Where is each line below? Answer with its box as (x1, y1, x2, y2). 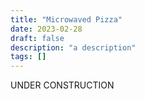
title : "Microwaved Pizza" (10, 14, 123, 25)
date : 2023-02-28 (10, 24, 83, 34)
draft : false (10, 33, 65, 43)
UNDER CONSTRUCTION (10, 79, 115, 91)
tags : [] (10, 52, 47, 62)
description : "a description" (10, 42, 137, 53)
